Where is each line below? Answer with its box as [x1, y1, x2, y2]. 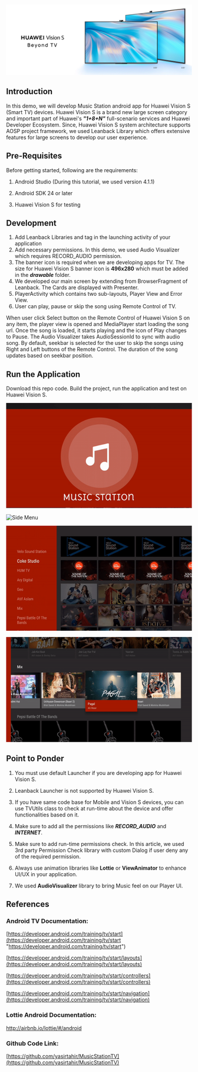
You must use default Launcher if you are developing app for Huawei [14, 769, 182, 776]
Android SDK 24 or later [14, 189, 73, 196]
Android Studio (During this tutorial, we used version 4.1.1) [14, 178, 155, 185]
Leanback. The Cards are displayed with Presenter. [14, 284, 139, 291]
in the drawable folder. [14, 272, 71, 279]
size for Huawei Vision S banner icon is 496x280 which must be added [14, 265, 189, 272]
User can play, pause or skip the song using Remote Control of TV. [14, 303, 177, 310]
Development [6, 218, 57, 228]
